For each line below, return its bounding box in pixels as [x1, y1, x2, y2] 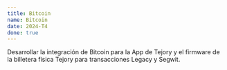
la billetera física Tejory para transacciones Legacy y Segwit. [7, 56, 181, 64]
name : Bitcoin [7, 16, 48, 23]
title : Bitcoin [7, 10, 51, 17]
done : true [7, 29, 39, 36]
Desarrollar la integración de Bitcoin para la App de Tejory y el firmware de [7, 48, 220, 56]
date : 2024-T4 [7, 23, 48, 30]
